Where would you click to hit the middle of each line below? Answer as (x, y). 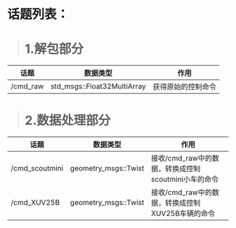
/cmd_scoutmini (37, 168)
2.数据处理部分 (67, 121)
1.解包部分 (54, 49)
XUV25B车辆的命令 (183, 213)
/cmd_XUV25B (35, 203)
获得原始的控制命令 (184, 87)
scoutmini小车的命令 (185, 180)
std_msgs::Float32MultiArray (98, 86)
